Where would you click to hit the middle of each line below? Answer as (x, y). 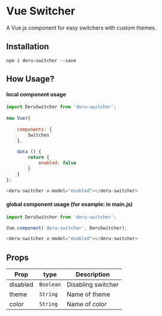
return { (39, 158)
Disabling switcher (93, 285)
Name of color (87, 304)
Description (93, 274)
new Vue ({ (19, 119)
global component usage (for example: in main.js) (70, 204)
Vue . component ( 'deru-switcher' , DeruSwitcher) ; (67, 228)
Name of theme (89, 294)
